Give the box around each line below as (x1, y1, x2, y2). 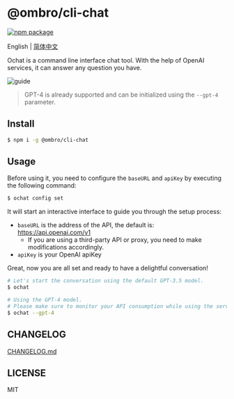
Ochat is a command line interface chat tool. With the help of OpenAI (7, 56, 205, 64)
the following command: (7, 181, 77, 190)
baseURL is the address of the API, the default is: (17, 221, 155, 229)
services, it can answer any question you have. (7, 63, 142, 72)
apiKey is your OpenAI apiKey (17, 250, 102, 259)
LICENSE (7, 367, 47, 379)
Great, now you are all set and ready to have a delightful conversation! (7, 264, 209, 272)
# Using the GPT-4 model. (7, 297, 82, 304)
